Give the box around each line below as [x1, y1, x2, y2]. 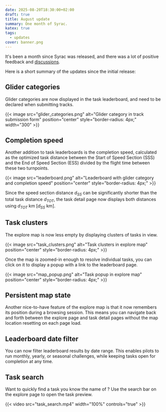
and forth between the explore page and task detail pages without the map [5, 315, 158, 321]
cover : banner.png [5, 40, 43, 45]
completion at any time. [5, 359, 53, 365]
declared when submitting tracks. [5, 101, 74, 107]
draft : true [5, 12, 30, 17]
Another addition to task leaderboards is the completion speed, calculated [5, 149, 157, 155]
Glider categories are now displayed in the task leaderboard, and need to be [5, 96, 161, 102]
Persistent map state [5, 291, 71, 299]
